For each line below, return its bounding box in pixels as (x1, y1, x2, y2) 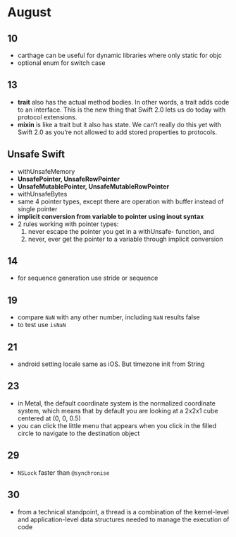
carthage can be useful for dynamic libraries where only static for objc (17, 51, 223, 59)
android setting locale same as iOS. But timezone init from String (17, 360, 205, 368)
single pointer (17, 204, 58, 213)
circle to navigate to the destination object (17, 429, 140, 437)
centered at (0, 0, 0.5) (17, 414, 81, 423)
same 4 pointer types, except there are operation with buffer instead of (17, 197, 224, 206)
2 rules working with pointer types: (17, 220, 119, 228)
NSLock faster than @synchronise (17, 468, 110, 477)
